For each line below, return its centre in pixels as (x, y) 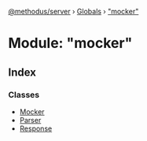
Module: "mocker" (70, 43)
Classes (24, 95)
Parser (30, 120)
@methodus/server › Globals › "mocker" (73, 11)
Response (36, 128)
